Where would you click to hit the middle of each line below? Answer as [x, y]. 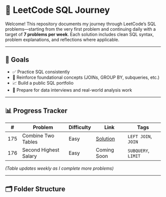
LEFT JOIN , [140, 136]
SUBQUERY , [139, 150]
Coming [105, 149]
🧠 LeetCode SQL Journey [58, 10]
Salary [29, 156]
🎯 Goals [17, 60]
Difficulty [80, 127]
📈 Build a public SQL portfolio [43, 83]
